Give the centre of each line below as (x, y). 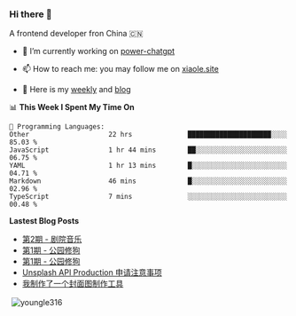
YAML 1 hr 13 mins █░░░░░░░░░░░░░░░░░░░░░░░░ (148, 166)
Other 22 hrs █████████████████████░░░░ (148, 135)
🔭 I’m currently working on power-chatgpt (98, 51)
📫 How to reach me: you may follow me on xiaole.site (120, 69)
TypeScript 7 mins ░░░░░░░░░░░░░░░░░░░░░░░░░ (148, 197)
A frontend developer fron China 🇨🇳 (76, 34)
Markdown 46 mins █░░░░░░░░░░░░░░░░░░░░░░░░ (148, 181)
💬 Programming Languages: (57, 127)
